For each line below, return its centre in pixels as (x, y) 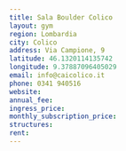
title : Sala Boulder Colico (61, 17)
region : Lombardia (43, 34)
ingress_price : (37, 108)
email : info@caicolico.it (57, 75)
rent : (19, 133)
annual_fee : (31, 100)
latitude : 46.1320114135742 (61, 59)
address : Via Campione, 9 (57, 51)
